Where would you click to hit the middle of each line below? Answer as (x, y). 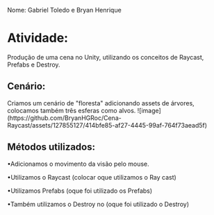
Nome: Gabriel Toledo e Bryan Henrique (64, 10)
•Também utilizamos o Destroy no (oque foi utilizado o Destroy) (98, 204)
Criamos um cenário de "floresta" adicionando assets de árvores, (101, 103)
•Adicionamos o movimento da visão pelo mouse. (78, 164)
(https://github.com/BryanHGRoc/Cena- (64, 118)
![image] (149, 110)
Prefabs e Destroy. (34, 64)
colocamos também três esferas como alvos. (72, 110)
